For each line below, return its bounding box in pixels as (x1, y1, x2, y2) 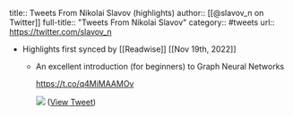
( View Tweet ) (47, 97, 97, 107)
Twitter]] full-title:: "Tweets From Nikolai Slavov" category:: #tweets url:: (9, 17, 275, 28)
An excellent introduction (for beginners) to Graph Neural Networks (35, 62, 285, 71)
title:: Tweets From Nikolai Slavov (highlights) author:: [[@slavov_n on (9, 8, 264, 18)
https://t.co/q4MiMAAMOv (35, 79, 134, 88)
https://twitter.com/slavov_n (9, 27, 112, 37)
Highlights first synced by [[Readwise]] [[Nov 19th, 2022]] (22, 44, 237, 54)
